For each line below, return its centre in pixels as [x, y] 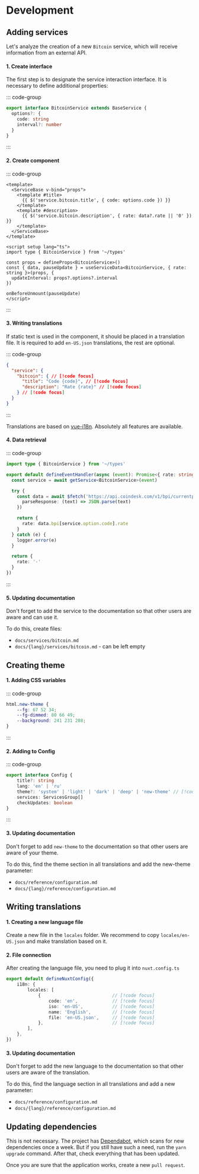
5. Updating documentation [41, 598]
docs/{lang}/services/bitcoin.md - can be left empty [80, 647]
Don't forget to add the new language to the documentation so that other [95, 1066]
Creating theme [36, 665]
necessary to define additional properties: [57, 86]
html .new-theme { [28, 704]
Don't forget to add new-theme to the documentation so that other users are [97, 846]
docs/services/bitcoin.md [46, 641]
